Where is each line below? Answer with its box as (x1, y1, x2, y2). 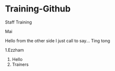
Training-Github (5, 3, 71, 14)
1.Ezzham (5, 47, 24, 53)
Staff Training (5, 19, 32, 25)
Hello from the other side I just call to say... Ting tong (5, 37, 110, 44)
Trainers (12, 61, 29, 67)
